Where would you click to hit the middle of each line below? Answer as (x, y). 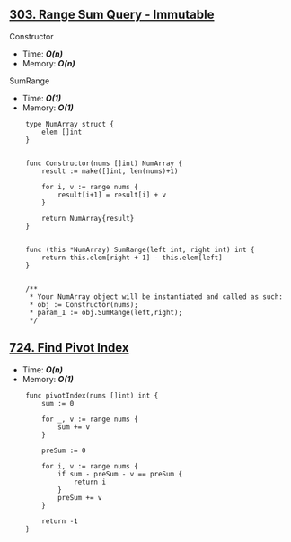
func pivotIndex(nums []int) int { (92, 395)
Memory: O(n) (48, 63)
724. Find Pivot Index (69, 348)
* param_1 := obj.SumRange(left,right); (106, 312)
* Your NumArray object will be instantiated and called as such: (156, 297)
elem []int (62, 132)
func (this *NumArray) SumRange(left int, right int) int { (140, 249)
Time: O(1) (41, 98)
